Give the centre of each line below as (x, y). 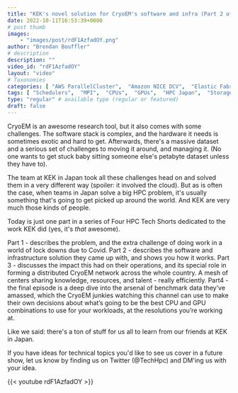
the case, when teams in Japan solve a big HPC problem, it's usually (107, 193)
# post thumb (27, 27)
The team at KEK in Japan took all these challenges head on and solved (112, 177)
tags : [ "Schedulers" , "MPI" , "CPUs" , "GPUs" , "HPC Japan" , (104, 93)
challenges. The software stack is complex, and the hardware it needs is (113, 133)
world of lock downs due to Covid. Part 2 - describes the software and (110, 250)
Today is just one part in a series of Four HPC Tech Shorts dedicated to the (117, 221)
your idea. (22, 368)
